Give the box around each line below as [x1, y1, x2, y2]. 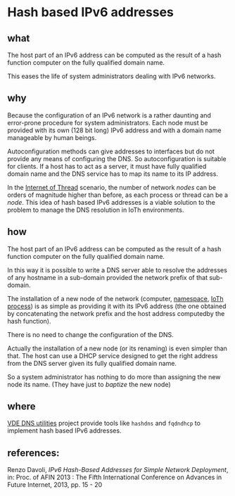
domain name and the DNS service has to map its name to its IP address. [7, 170, 218, 178]
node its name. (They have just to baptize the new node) [7, 380, 171, 388]
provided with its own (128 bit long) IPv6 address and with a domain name [7, 126, 222, 134]
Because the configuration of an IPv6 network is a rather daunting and [7, 110, 211, 120]
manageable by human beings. [7, 133, 97, 141]
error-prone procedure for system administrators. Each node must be [7, 118, 208, 127]
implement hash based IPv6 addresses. [7, 426, 122, 435]
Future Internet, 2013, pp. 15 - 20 [7, 481, 103, 489]
